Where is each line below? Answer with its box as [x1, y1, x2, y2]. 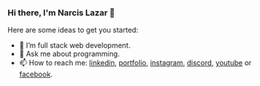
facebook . [18, 69, 53, 79]
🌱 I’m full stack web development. [18, 41, 131, 50]
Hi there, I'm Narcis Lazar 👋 [7, 7, 115, 18]
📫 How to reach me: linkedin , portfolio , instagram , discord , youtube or [18, 58, 252, 68]
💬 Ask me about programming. [18, 49, 121, 59]
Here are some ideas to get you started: [7, 25, 139, 35]
